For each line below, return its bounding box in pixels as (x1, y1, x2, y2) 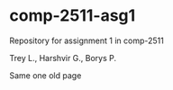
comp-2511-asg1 (9, 5, 136, 26)
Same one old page (9, 69, 82, 81)
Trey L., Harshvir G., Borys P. (9, 52, 117, 63)
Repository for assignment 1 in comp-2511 (9, 35, 164, 46)
